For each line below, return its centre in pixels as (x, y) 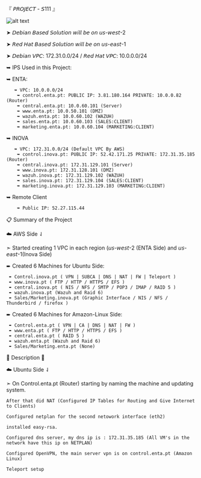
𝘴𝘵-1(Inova (22, 254)
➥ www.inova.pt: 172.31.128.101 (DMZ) (66, 170)
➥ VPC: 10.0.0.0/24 (39, 90)
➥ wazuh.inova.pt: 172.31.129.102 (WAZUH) (71, 176)
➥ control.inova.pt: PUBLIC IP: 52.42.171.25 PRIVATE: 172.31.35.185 (106, 155)
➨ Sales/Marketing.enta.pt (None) (52, 346)
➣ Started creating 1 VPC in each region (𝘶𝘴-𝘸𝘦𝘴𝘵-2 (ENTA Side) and (92, 248)
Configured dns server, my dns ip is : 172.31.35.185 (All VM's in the (98, 438)
